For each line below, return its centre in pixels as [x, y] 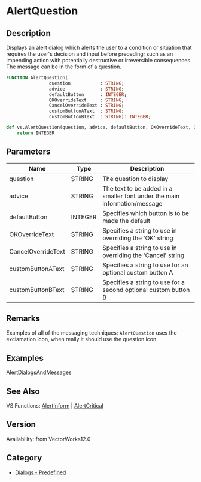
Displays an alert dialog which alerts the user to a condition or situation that [99, 47]
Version [21, 425]
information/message [133, 203]
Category [24, 458]
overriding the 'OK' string [138, 238]
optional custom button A [138, 272]
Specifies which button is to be [146, 213]
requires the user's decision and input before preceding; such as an [90, 54]
